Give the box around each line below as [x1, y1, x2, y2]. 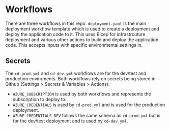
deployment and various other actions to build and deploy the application [5, 37, 159, 43]
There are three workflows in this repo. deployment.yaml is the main [5, 20, 147, 26]
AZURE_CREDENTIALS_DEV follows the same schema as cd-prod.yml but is [12, 112, 161, 118]
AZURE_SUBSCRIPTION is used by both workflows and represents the [12, 90, 152, 97]
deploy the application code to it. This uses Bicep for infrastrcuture [5, 31, 146, 37]
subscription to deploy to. [12, 96, 67, 102]
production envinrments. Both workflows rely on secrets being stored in [5, 75, 156, 82]
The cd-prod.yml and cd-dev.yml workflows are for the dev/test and [5, 70, 147, 76]
